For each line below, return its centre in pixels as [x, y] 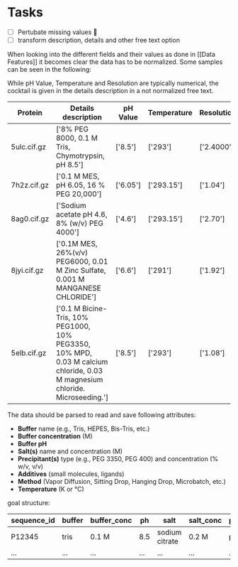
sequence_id [33, 521]
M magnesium [79, 379]
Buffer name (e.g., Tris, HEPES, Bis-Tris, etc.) [84, 429]
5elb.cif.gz [29, 353]
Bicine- [95, 308]
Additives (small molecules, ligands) [71, 474]
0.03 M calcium [82, 362]
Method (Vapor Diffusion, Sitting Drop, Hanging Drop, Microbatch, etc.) [122, 482]
